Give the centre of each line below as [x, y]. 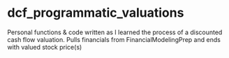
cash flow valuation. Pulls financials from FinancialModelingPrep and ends [114, 39]
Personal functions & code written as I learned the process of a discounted [115, 32]
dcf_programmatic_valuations [96, 13]
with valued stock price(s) [45, 47]
